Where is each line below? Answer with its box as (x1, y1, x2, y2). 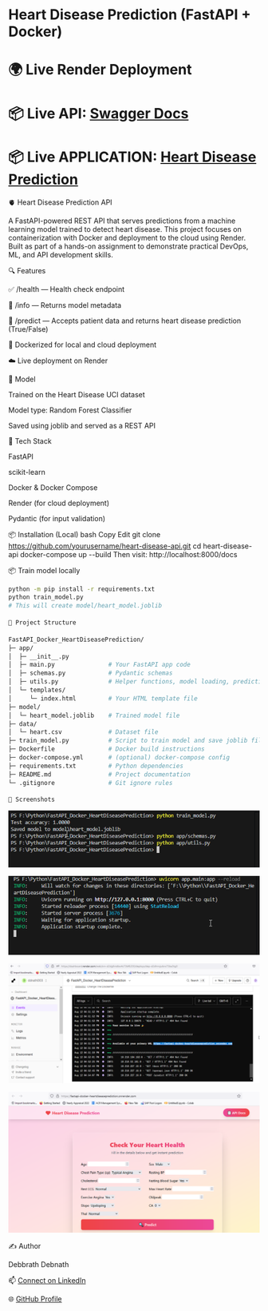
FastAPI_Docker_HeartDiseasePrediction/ (8, 636, 145, 644)
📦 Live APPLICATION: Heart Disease (8, 148, 257, 165)
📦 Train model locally (8, 565, 81, 575)
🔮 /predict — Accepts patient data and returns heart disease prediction (8, 316, 242, 325)
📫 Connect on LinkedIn (8, 1276, 86, 1285)
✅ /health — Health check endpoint (8, 284, 125, 293)
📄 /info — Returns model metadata (8, 300, 122, 309)
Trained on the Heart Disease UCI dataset (8, 389, 145, 399)
